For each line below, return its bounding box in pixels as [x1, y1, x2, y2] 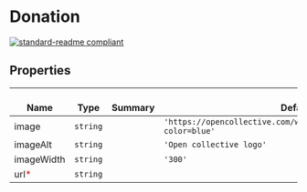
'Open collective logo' [164, 139, 268, 149]
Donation [9, 6, 80, 27]
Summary [111, 101, 155, 114]
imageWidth [14, 153, 66, 166]
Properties [9, 63, 71, 78]
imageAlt [14, 138, 52, 151]
